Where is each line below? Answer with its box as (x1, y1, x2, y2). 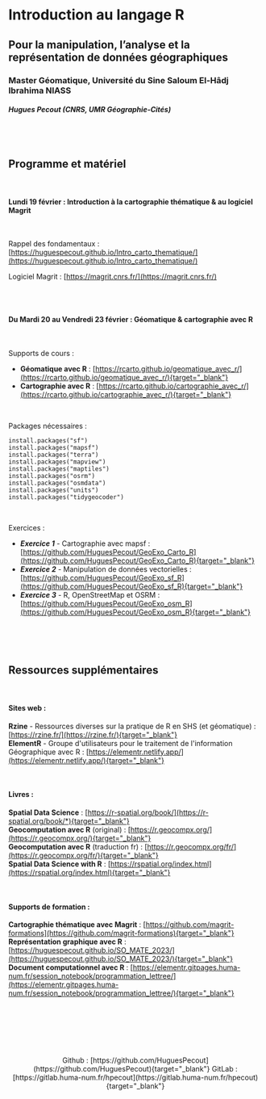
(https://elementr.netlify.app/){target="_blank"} (8, 755, 165, 765)
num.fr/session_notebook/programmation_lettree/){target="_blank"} (8, 988, 235, 998)
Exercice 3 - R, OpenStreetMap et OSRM (19, 589, 156, 599)
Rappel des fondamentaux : (8, 239, 100, 249)
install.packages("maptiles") (8, 464, 110, 473)
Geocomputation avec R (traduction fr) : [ (8, 841, 148, 851)
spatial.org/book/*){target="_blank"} (8, 816, 131, 825)
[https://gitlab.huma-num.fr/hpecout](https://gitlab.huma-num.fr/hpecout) (12, 1072, 259, 1083)
